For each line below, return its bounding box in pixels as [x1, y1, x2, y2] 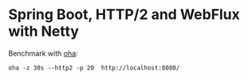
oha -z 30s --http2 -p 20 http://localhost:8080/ [8, 63, 180, 72]
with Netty [8, 22, 80, 40]
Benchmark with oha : [8, 48, 78, 58]
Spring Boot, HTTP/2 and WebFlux [8, 6, 241, 24]
